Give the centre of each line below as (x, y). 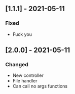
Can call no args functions (40, 86)
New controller (28, 75)
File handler (25, 81)
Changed (17, 64)
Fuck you (22, 34)
